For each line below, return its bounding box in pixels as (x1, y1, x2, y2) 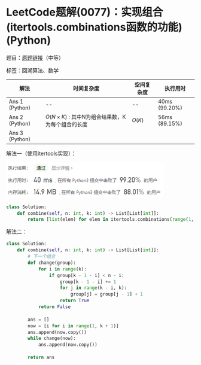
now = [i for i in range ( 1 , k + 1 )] (28, 323, 119, 329)
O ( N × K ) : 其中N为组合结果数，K (45, 113, 126, 120)
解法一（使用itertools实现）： (6, 150, 77, 157)
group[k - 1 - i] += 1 (59, 279, 117, 285)
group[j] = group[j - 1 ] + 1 (70, 291, 144, 297)
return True (59, 297, 90, 304)
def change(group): (28, 260, 77, 266)
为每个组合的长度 (45, 120, 88, 127)
